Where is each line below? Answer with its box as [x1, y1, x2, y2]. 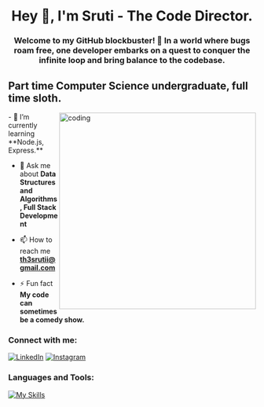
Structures [19, 177, 57, 187]
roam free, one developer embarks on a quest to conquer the [13, 45, 251, 56]
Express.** [8, 145, 43, 155]
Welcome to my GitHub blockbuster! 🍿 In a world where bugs [13, 35, 251, 46]
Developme [19, 211, 58, 220]
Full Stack [23, 202, 57, 211]
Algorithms [19, 194, 57, 203]
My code [19, 290, 49, 299]
